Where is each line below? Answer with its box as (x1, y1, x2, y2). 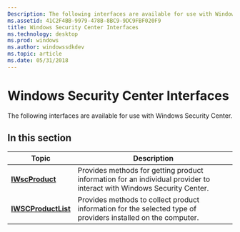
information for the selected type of (77, 203, 197, 213)
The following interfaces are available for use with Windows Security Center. (7, 111, 233, 120)
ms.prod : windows (7, 37, 59, 44)
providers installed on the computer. (77, 212, 199, 222)
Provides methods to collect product (77, 194, 200, 204)
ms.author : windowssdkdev (7, 44, 84, 51)
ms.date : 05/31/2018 (7, 57, 69, 64)
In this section (7, 132, 72, 144)
